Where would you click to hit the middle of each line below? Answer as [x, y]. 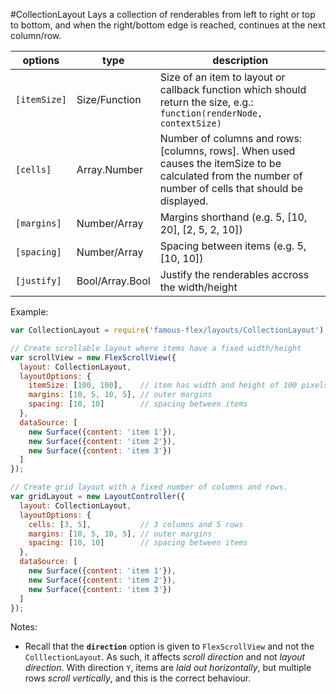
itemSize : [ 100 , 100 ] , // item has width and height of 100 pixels [178, 385]
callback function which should [233, 89]
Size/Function [109, 99]
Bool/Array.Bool [113, 281]
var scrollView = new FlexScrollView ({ [93, 357]
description [240, 60]
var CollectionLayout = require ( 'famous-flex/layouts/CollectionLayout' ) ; [169, 330]
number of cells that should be [231, 188]
